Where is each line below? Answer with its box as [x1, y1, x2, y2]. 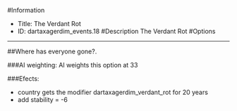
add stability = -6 [17, 96, 68, 104]
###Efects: [7, 74, 39, 83]
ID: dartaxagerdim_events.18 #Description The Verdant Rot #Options [17, 27, 216, 35]
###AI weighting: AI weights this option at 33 [7, 61, 138, 69]
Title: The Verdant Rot [17, 20, 81, 27]
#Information [7, 6, 45, 14]
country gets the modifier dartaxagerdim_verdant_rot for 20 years [17, 88, 208, 96]
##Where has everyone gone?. [7, 47, 97, 55]
